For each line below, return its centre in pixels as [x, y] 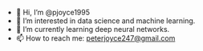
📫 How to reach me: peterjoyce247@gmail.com [95, 38]
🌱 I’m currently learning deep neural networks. [93, 29]
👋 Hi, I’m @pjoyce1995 [53, 12]
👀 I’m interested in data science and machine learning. [106, 21]
